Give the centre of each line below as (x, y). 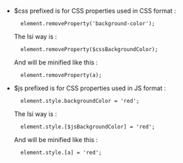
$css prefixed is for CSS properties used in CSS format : (95, 11)
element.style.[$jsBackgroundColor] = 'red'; (88, 127)
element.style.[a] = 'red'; (61, 153)
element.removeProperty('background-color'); (88, 24)
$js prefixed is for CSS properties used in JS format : (90, 88)
